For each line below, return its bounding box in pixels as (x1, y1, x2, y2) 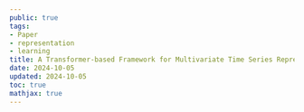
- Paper (9, 30, 39, 39)
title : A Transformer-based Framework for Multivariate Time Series (9, 55, 273, 64)
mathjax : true (9, 89, 63, 98)
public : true (9, 13, 59, 23)
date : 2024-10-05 (9, 64, 75, 73)
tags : (9, 22, 30, 31)
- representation (9, 38, 75, 48)
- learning (9, 47, 51, 56)
